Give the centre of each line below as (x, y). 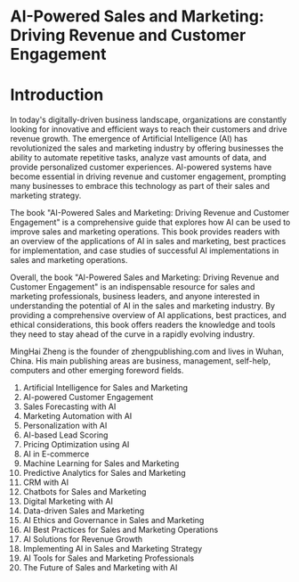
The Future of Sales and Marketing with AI (100, 568)
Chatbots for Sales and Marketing (85, 492)
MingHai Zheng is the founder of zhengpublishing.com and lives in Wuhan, (147, 352)
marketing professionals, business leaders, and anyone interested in (135, 297)
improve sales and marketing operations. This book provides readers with (145, 232)
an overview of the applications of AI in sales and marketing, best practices (148, 242)
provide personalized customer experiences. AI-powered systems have (141, 168)
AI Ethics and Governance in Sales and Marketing (113, 521)
